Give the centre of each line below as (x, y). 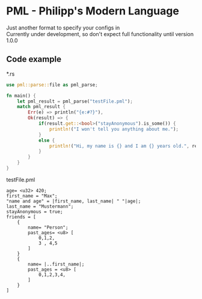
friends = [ (21, 217)
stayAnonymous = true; (35, 211)
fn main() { (21, 95)
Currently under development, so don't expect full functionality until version (100, 34)
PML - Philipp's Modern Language (93, 11)
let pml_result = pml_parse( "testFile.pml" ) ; (75, 101)
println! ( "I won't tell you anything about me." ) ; (114, 129)
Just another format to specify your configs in (63, 28)
